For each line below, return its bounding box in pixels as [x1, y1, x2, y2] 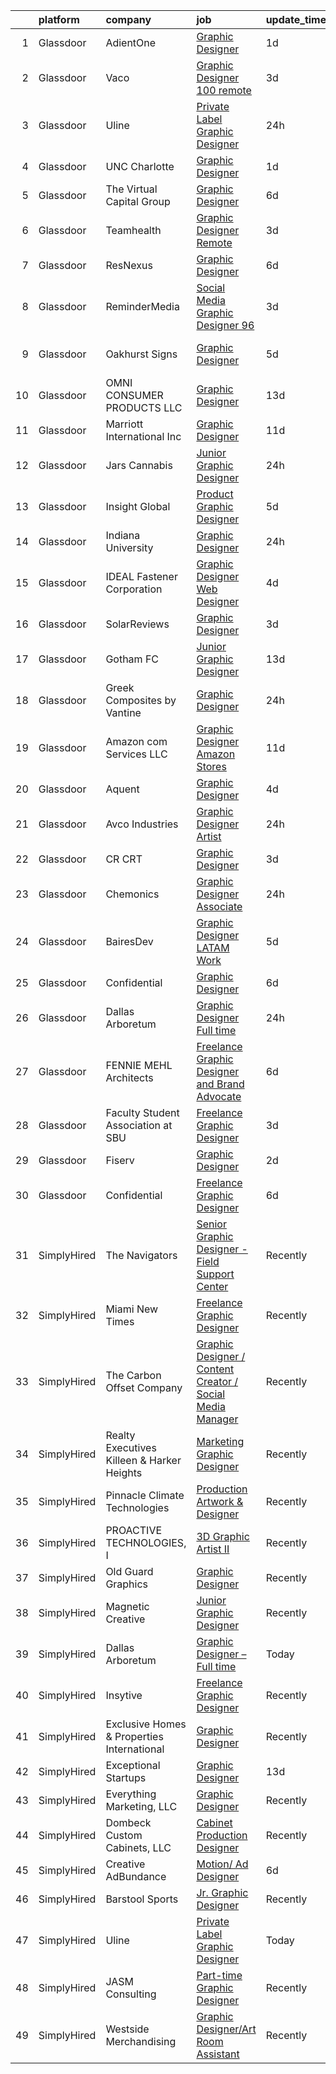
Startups [105, 1771, 147, 1784]
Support [196, 1267, 235, 1281]
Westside [105, 2022, 150, 2036]
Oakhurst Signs [105, 347, 178, 361]
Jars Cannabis [105, 459, 173, 472]
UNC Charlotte [105, 160, 175, 173]
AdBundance [105, 1870, 167, 1883]
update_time [265, 13, 327, 26]
